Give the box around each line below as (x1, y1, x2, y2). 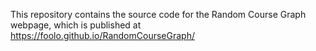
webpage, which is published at (10, 19, 142, 31)
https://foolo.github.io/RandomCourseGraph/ (10, 30, 195, 41)
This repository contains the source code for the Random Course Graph (10, 9, 307, 20)
